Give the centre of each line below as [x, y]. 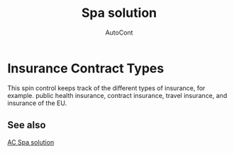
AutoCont [119, 32]
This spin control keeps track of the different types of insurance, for [106, 88]
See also [27, 125]
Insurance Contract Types [86, 68]
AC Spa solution [31, 142]
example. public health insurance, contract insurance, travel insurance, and [117, 95]
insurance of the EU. [37, 103]
